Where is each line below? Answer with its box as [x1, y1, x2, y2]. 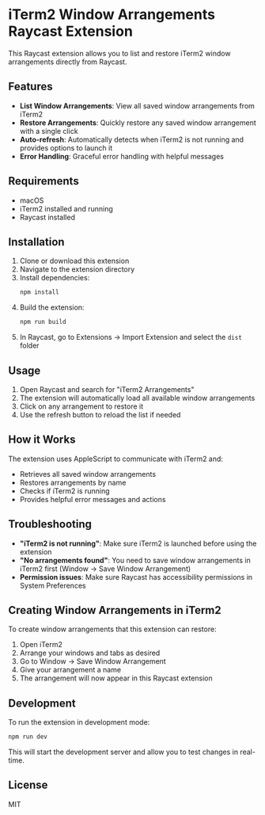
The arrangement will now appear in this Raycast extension [19, 673, 214, 683]
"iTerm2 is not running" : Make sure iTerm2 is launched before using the [19, 539, 257, 548]
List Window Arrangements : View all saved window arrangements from [19, 101, 256, 110]
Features [8, 80, 53, 93]
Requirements [8, 174, 79, 188]
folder [19, 341, 40, 350]
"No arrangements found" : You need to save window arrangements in [19, 555, 251, 565]
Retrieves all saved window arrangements [19, 469, 157, 478]
